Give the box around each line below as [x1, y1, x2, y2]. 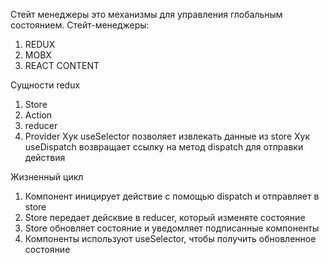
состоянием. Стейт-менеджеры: [10, 19, 150, 31]
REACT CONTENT [24, 60, 100, 71]
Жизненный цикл [10, 171, 84, 183]
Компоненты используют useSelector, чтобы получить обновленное [24, 233, 317, 244]
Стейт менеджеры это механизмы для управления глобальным [10, 9, 283, 20]
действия [24, 152, 66, 163]
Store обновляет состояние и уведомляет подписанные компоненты [24, 222, 320, 234]
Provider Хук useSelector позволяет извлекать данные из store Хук [24, 130, 310, 142]
